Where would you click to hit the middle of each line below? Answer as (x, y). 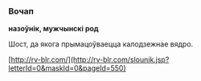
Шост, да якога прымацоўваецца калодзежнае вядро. (101, 44)
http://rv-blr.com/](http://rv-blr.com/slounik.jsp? (90, 60)
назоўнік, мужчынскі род (53, 29)
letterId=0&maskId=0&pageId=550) (67, 68)
